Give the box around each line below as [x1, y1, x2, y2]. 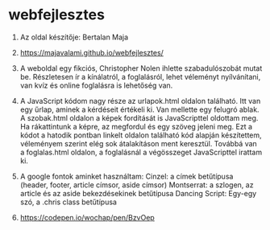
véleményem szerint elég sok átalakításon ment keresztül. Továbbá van [19, 138, 258, 148]
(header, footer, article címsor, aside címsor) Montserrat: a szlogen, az [19, 179, 254, 190]
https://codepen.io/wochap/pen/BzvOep [19, 212, 155, 222]
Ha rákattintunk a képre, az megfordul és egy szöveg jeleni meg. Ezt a [19, 121, 252, 131]
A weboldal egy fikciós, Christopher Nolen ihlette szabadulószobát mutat [19, 63, 263, 73]
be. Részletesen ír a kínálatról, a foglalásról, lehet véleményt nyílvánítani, [19, 72, 261, 81]
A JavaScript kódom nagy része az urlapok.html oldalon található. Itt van [19, 96, 261, 105]
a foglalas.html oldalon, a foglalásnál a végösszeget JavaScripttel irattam [19, 147, 263, 157]
